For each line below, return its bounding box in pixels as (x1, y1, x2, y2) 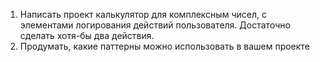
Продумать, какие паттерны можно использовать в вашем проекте (19, 40, 310, 52)
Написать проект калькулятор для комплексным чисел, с (19, 9, 267, 20)
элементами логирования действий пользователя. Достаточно (19, 19, 291, 31)
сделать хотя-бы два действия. (19, 30, 155, 41)
